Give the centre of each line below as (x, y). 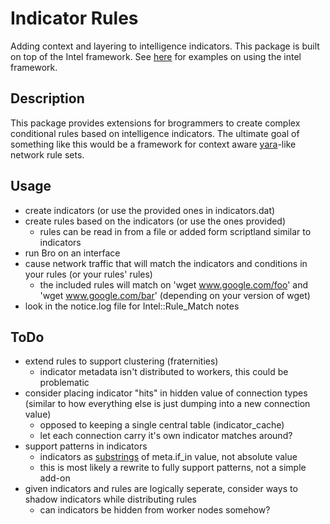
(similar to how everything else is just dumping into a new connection (167, 404)
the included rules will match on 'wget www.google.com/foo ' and (174, 284)
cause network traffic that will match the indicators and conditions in (166, 263)
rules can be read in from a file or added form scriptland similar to (175, 231)
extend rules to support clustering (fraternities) (121, 361)
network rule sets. (47, 154)
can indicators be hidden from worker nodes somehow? (155, 510)
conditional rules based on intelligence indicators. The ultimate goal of (155, 133)
